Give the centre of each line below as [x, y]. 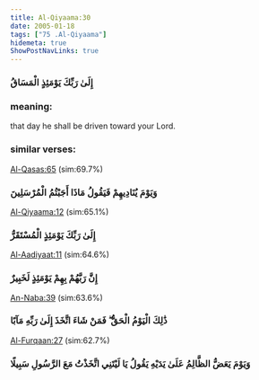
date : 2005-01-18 [43, 26]
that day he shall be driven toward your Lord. [93, 126]
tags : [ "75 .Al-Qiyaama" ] [58, 34]
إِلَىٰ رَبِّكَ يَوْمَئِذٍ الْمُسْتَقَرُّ [53, 234]
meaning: [31, 106]
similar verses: [43, 149]
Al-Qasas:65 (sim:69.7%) [57, 169]
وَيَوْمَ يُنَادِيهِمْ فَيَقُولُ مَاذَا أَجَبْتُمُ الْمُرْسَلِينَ [84, 192]
